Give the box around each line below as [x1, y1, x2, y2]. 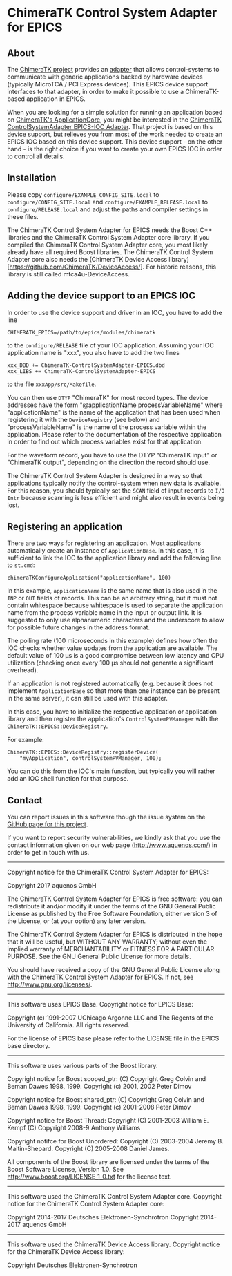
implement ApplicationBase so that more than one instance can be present [7, 687, 220, 695]
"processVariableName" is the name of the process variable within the [7, 423, 207, 431]
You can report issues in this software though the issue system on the [7, 813, 206, 821]
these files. [7, 212, 39, 220]
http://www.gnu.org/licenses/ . [7, 980, 93, 989]
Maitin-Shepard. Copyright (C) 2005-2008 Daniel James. [7, 1145, 170, 1153]
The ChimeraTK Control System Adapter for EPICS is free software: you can [7, 895, 223, 903]
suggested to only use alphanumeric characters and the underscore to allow [7, 616, 224, 625]
